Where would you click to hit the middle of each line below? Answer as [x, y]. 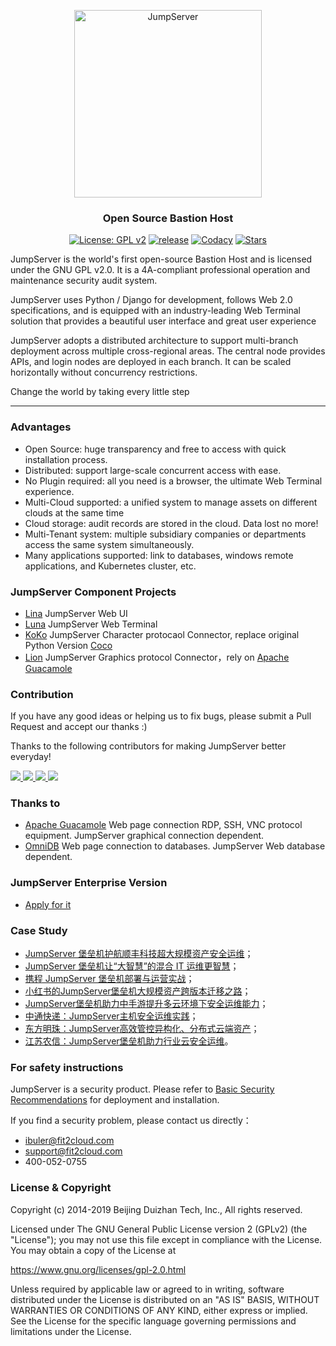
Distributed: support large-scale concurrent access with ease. [153, 470]
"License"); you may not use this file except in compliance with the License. [166, 1239]
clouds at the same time [74, 512]
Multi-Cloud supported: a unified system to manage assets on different [171, 502]
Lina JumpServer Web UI [76, 613]
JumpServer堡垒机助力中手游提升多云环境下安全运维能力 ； [146, 1004]
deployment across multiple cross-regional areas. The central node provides [168, 351]
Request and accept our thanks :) [79, 727]
